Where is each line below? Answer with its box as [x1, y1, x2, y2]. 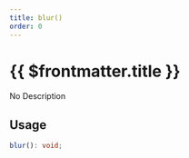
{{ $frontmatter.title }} [9, 61, 181, 82]
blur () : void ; [9, 142, 64, 151]
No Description [9, 91, 66, 102]
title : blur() [9, 13, 64, 23]
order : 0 [9, 22, 43, 31]
